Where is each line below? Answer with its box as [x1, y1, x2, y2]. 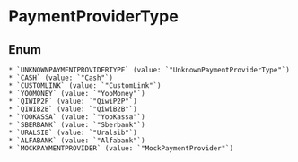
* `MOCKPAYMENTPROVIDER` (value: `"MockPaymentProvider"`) [8, 144, 234, 153]
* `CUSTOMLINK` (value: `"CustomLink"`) [8, 81, 162, 90]
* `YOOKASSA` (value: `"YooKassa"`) [8, 113, 145, 122]
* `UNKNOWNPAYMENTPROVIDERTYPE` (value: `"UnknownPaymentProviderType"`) [8, 65, 291, 74]
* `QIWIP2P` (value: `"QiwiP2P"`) [8, 97, 138, 106]
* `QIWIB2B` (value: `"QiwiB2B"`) [8, 105, 138, 114]
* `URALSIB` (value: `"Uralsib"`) [8, 128, 138, 137]
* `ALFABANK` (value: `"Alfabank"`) [8, 136, 145, 145]
